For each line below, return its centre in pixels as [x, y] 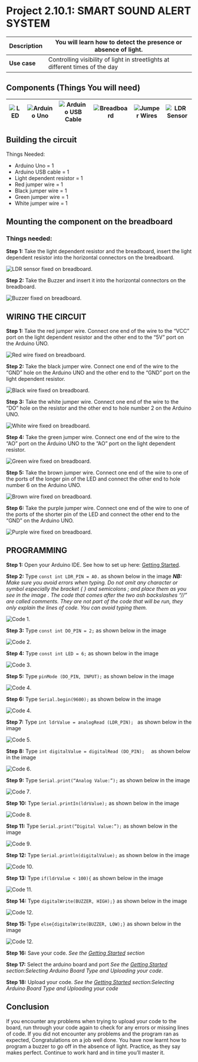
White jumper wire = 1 [41, 203]
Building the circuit [42, 140]
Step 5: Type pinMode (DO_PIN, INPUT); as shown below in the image [90, 676]
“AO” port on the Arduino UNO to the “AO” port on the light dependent [91, 443]
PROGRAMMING [37, 550]
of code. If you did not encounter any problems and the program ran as [93, 1034]
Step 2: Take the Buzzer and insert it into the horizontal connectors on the [96, 280]
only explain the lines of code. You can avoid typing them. [77, 607]
